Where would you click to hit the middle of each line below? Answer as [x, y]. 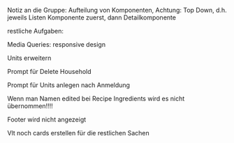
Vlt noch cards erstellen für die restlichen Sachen [79, 133]
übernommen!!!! [30, 106]
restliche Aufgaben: [36, 31]
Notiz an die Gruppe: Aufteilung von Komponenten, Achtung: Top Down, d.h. [117, 10]
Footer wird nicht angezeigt [47, 119]
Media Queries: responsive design [57, 44]
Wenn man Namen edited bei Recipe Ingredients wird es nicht [96, 98]
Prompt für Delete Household [50, 71]
